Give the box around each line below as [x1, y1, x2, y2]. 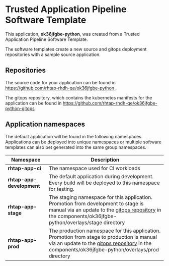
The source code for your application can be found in [5, 79, 116, 85]
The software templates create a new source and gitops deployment [5, 46, 147, 52]
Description [91, 156, 120, 163]
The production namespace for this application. [48, 227, 161, 234]
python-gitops [5, 105, 35, 112]
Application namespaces [5, 120, 86, 129]
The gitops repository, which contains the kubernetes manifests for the [5, 94, 152, 100]
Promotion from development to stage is [48, 200, 144, 207]
